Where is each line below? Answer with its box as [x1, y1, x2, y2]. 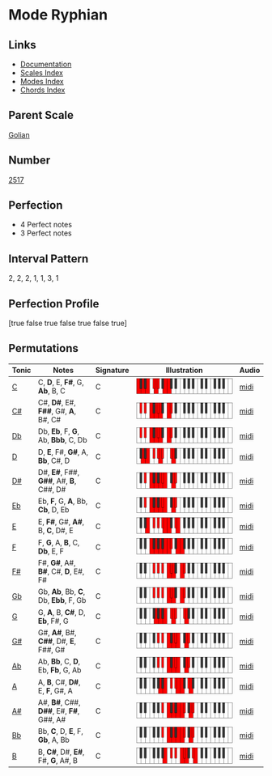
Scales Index [19, 68, 63, 78]
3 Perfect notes [19, 228, 73, 238]
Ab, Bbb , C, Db [37, 435, 87, 445]
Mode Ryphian [8, 6, 108, 24]
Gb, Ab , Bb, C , [37, 587, 86, 596]
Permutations [8, 341, 79, 355]
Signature [96, 366, 130, 375]
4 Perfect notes [19, 220, 73, 230]
